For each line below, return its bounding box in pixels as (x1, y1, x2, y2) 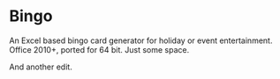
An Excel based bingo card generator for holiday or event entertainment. (9, 35, 273, 46)
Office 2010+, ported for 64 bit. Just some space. (9, 44, 190, 54)
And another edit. (9, 61, 72, 72)
